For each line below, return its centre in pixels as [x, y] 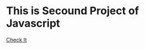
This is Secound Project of [72, 11]
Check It [16, 40]
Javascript [33, 23]
